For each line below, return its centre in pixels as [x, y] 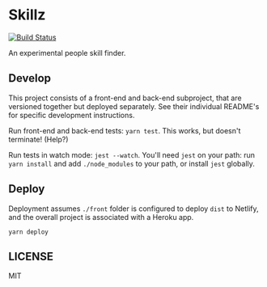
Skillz [27, 15]
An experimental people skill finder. [67, 53]
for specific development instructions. [72, 115]
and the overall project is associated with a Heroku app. [101, 217]
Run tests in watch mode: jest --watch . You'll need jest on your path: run [132, 154]
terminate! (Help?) [38, 139]
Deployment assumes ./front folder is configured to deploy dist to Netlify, [133, 209]
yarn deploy [28, 232]
